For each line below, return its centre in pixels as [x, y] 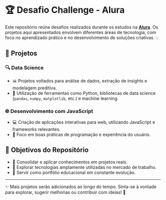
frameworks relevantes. [36, 129]
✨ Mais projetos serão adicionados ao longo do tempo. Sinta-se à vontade [81, 187]
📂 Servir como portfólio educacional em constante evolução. [74, 172]
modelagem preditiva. [34, 88]
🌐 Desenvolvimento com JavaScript [49, 111]
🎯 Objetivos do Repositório [47, 150]
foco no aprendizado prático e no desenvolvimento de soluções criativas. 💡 [82, 38]
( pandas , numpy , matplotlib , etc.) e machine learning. [65, 98]
